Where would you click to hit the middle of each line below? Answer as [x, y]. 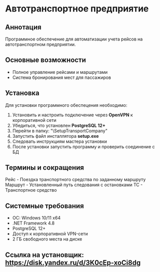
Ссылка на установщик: [45, 255]
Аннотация [23, 27]
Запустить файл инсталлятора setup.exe [56, 136]
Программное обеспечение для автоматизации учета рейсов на [74, 39]
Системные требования [45, 206]
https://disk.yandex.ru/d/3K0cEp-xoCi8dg [73, 263]
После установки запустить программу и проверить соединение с [83, 146]
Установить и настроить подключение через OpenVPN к [73, 115]
